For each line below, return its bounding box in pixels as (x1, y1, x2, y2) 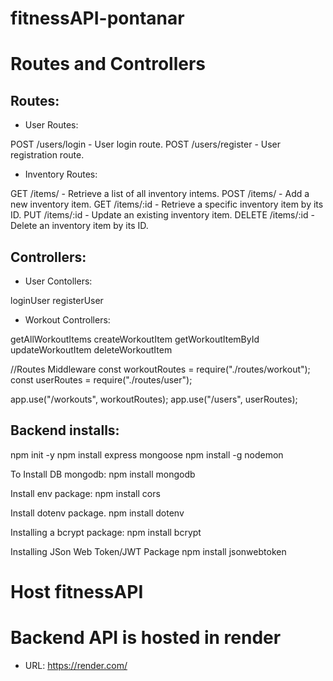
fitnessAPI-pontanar (10, 7, 185, 30)
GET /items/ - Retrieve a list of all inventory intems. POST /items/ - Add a (10, 188, 310, 200)
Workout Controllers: (24, 314, 111, 326)
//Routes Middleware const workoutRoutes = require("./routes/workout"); (10, 363, 311, 375)
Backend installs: (10, 422, 120, 439)
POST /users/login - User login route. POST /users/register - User (10, 138, 282, 151)
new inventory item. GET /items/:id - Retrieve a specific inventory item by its (10, 198, 324, 211)
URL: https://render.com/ (24, 659, 128, 671)
